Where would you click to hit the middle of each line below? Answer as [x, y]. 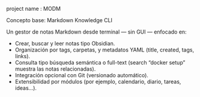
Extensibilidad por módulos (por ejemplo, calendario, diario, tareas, [98, 81]
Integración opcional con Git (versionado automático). [82, 75]
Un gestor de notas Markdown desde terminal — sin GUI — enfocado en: [97, 32]
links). [23, 56]
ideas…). [26, 88]
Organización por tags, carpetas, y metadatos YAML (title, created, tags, [104, 50]
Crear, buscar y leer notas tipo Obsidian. [65, 43]
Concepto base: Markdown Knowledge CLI [59, 20]
